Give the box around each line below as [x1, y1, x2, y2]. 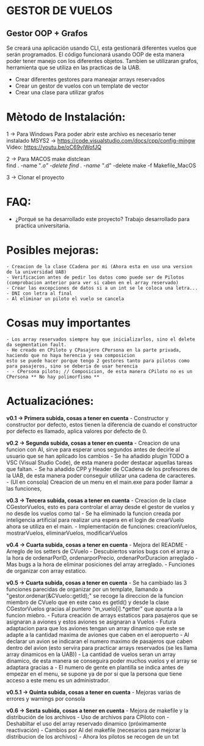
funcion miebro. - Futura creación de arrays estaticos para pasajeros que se [6, 611, 199, 619]
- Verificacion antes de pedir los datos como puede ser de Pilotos [6, 274, 184, 281]
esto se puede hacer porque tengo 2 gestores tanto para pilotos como [6, 358, 190, 364]
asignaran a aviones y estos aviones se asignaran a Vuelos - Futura [6, 618, 176, 625]
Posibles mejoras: [6, 243, 99, 257]
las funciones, [6, 484, 42, 492]
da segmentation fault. [6, 341, 67, 348]
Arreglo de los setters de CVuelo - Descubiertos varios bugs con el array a [6, 548, 194, 555]
